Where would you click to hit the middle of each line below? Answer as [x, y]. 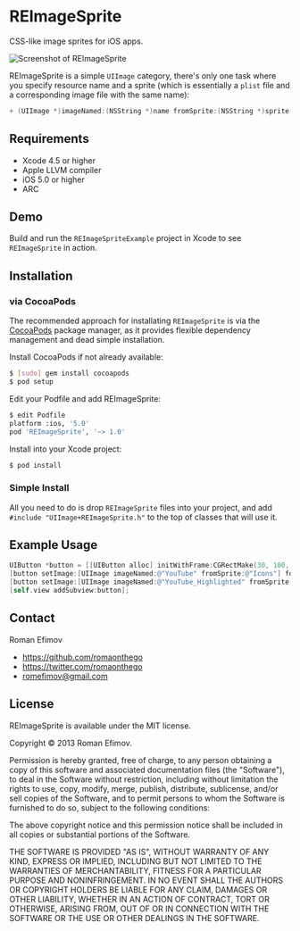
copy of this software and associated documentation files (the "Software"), [147, 769]
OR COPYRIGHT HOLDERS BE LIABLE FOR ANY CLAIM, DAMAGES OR [138, 889]
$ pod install [36, 465]
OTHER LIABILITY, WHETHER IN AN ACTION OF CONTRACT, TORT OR [139, 899]
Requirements [49, 139]
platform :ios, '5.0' [50, 423]
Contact [32, 618]
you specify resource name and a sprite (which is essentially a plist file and [150, 85]
